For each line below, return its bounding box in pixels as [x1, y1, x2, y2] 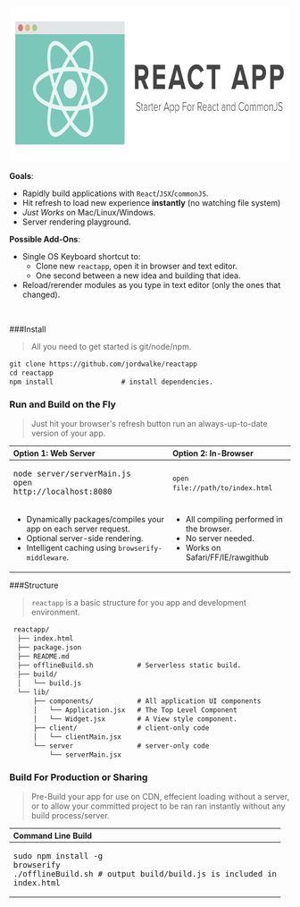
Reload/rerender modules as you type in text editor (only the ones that [21, 280, 281, 290]
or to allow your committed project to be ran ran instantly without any [30, 801, 286, 811]
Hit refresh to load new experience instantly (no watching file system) [21, 198, 281, 208]
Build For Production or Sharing [9, 771, 148, 784]
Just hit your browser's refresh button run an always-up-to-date [30, 419, 268, 429]
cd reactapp [9, 369, 54, 377]
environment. [30, 606, 80, 617]
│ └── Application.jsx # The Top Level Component [32, 705, 238, 715]
